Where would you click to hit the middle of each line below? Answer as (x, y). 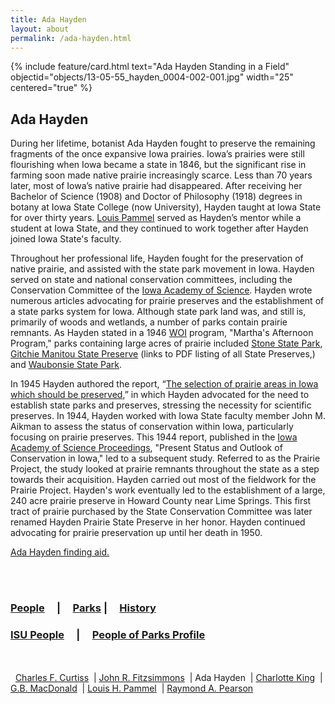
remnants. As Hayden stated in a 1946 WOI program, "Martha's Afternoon (162, 333)
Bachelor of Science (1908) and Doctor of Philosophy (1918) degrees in (156, 197)
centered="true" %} (51, 88)
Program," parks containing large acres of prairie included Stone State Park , (166, 343)
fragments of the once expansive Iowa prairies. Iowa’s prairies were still (157, 154)
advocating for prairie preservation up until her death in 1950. (136, 533)
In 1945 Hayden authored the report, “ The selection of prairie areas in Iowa (164, 384)
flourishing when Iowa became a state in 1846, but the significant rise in (158, 165)
